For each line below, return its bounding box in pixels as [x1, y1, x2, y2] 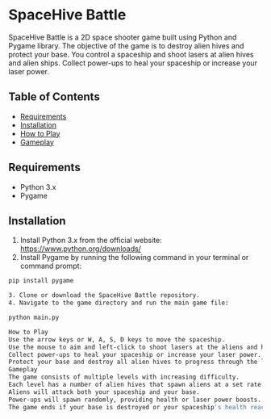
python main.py [8, 313, 60, 321]
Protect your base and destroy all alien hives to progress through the [8, 358, 258, 367]
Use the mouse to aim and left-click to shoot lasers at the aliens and [8, 343, 258, 351]
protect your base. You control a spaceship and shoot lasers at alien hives [8, 49, 254, 59]
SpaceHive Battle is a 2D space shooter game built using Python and [8, 32, 237, 42]
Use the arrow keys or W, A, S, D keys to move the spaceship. [8, 335, 226, 344]
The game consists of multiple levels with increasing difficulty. [8, 373, 240, 381]
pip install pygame [8, 277, 74, 285]
